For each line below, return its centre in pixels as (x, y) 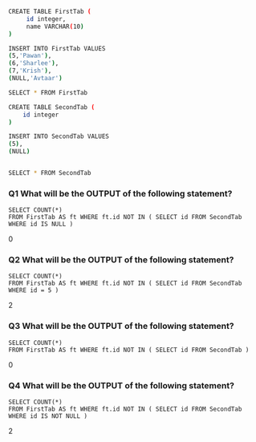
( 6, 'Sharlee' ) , (34, 63)
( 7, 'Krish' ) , (30, 71)
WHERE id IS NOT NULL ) (48, 416)
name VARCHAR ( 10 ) (55, 26)
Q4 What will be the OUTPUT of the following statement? (122, 385)
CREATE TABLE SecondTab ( (51, 107)
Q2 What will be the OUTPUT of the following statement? (121, 260)
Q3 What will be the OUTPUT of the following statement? (121, 326)
